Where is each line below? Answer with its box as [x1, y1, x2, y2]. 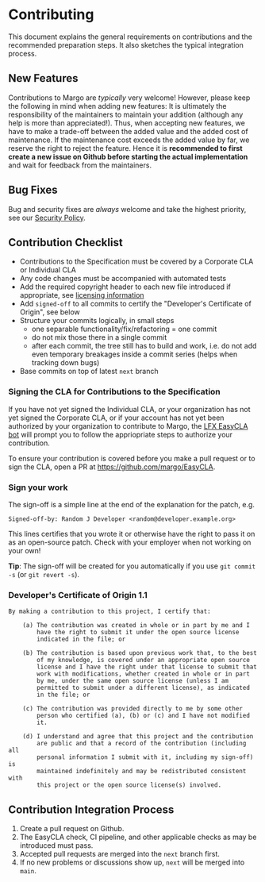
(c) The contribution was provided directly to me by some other [22, 705, 244, 713]
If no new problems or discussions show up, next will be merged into [19, 857, 245, 867]
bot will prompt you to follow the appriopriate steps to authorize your [8, 429, 232, 439]
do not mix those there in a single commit [31, 333, 167, 342]
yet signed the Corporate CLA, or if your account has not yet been [8, 413, 225, 422]
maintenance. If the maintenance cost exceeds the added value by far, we [8, 135, 250, 144]
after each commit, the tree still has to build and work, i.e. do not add [31, 341, 257, 351]
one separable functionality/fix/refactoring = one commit [31, 324, 217, 334]
